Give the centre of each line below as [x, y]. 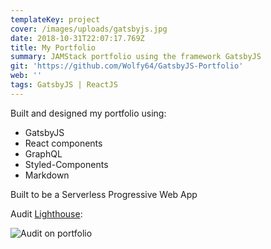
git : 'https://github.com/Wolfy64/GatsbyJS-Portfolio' [127, 66]
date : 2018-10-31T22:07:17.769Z [77, 38]
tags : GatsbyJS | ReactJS [64, 85]
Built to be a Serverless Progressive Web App [104, 194]
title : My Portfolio [53, 47]
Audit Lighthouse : [46, 213]
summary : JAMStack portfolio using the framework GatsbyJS [136, 57]
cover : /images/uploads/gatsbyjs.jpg [89, 29]
